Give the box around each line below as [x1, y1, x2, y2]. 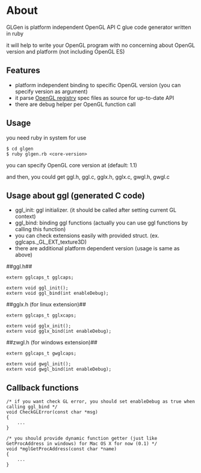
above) [14, 251, 33, 259]
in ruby [6, 29, 24, 37]
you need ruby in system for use [6, 134, 87, 141]
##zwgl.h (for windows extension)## [6, 339, 97, 346]
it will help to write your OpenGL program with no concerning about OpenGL [6, 42, 196, 49]
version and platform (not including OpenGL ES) [6, 48, 125, 55]
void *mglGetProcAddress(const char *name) [6, 446, 117, 452]
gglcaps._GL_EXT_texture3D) [14, 238, 87, 246]
